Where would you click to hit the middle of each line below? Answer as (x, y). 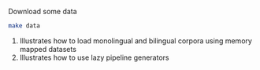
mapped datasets (48, 49)
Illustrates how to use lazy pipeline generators (94, 57)
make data (24, 26)
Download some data (43, 11)
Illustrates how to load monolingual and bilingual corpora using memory (136, 41)
